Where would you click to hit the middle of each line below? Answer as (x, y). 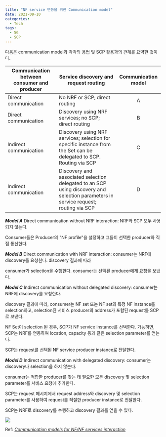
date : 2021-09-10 (23, 14)
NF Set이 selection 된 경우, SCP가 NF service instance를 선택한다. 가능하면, (80, 327)
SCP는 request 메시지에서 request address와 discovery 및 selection (73, 394)
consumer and (31, 83)
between (31, 77)
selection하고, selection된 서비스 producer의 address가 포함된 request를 (77, 310)
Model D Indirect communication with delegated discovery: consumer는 (78, 360)
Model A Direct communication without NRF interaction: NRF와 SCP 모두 (79, 221)
